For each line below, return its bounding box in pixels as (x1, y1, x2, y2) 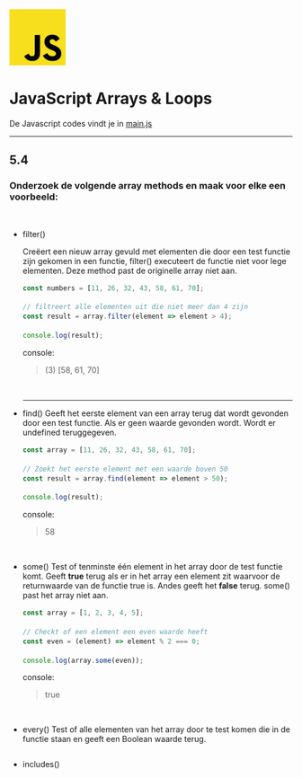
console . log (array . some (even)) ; (22, 656, 144, 665)
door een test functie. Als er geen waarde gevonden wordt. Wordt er (22, 417, 276, 428)
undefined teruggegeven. (22, 427, 117, 438)
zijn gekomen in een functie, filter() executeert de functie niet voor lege (22, 255, 287, 266)
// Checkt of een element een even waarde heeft (22, 627, 209, 636)
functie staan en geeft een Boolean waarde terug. (22, 734, 207, 745)
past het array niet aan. (22, 590, 109, 601)
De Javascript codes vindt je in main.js (9, 118, 153, 128)
